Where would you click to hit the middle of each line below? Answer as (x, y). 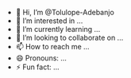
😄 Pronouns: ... (41, 58)
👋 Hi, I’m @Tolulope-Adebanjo (65, 12)
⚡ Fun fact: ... (37, 67)
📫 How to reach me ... (52, 47)
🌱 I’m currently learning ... (58, 29)
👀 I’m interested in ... (49, 21)
